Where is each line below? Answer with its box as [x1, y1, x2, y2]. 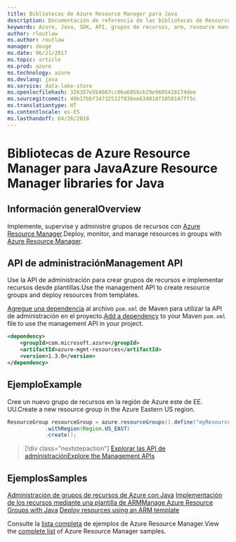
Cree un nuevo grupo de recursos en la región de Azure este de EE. [7, 397, 203, 405]
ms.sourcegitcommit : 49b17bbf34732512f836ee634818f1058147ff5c [7, 96, 197, 103]
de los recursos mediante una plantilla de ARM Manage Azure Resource [7, 498, 214, 507]
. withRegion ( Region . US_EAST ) [44, 425, 131, 432]
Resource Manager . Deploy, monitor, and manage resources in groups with [7, 229, 222, 238]
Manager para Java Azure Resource [7, 160, 218, 176]
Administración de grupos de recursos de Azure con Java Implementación [7, 491, 223, 500]
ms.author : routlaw [7, 37, 65, 44]
